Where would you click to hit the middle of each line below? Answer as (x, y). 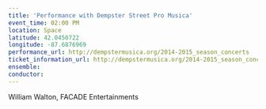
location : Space (35, 30)
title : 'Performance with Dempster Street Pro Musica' (101, 15)
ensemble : (25, 67)
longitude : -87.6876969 (47, 45)
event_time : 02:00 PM (44, 23)
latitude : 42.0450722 (44, 38)
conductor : (26, 74)
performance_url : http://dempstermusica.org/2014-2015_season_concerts (129, 52)
